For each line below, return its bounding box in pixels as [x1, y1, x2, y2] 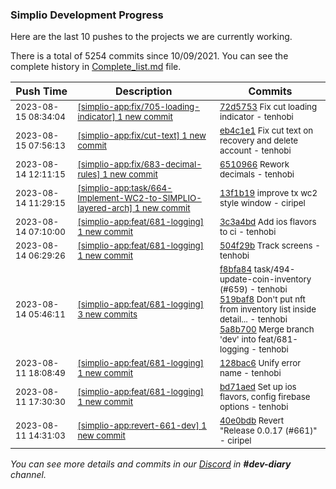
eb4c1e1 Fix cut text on [219, 125, 314, 137]
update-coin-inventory [219, 274, 312, 285]
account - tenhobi [219, 145, 292, 157]
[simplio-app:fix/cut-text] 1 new [77, 130, 207, 142]
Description [114, 84, 173, 98]
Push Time [15, 84, 68, 98]
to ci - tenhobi [219, 226, 277, 238]
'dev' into [219, 334, 257, 345]
